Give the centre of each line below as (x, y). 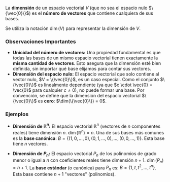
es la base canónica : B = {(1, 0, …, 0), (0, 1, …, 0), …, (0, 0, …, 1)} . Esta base (89, 138)
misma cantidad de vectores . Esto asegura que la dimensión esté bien (87, 63)
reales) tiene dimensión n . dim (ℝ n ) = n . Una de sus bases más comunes (88, 132)
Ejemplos (17, 114)
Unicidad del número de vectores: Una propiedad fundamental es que (87, 53)
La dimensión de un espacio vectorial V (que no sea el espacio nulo (76, 8)
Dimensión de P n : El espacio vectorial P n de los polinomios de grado (84, 154)
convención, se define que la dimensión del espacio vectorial (77, 96)
